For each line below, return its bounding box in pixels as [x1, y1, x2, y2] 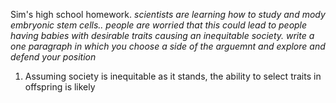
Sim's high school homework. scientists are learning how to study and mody [10, 9, 326, 20]
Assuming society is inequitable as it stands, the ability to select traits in [24, 70, 322, 82]
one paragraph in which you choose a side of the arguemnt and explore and [10, 40, 326, 52]
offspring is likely [24, 81, 96, 93]
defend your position [10, 51, 97, 63]
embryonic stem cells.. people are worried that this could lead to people [10, 19, 308, 31]
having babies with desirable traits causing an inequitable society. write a [10, 30, 315, 41]
